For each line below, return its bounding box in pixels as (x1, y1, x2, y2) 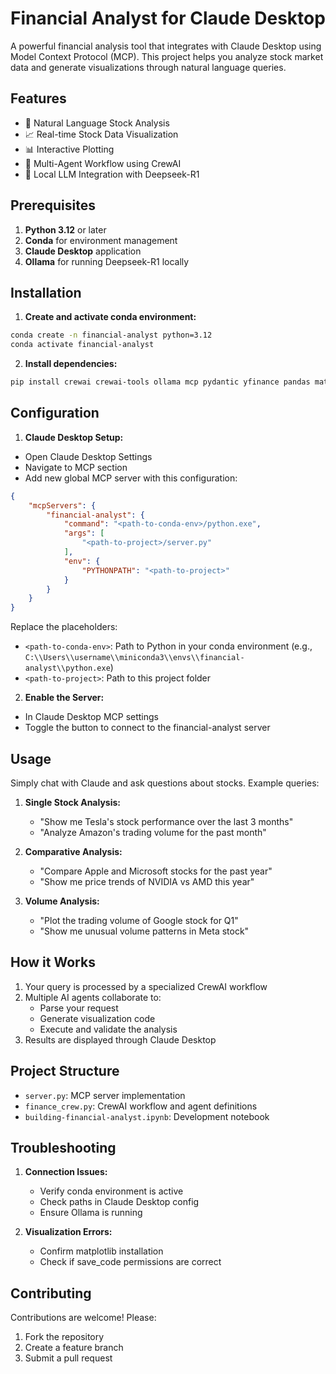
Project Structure (10, 1063, 120, 1080)
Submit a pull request (24, 1352, 113, 1364)
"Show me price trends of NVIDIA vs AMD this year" (39, 876, 255, 887)
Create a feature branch (24, 1342, 124, 1354)
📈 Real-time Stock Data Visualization (24, 128, 179, 140)
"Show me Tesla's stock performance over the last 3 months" (39, 816, 294, 827)
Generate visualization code (39, 1012, 156, 1024)
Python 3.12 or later (24, 223, 107, 236)
